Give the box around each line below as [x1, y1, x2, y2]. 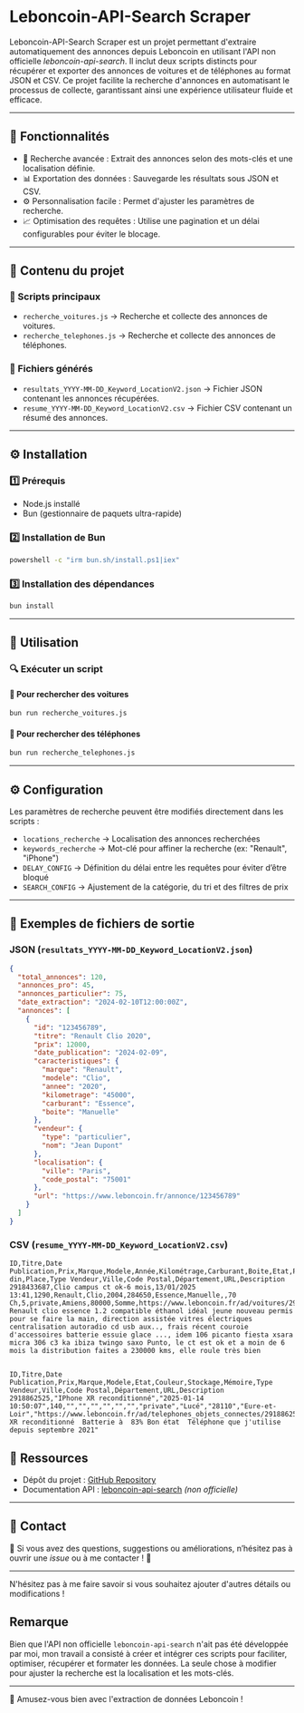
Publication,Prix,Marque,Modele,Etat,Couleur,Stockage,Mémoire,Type [9, 1378, 273, 1387]
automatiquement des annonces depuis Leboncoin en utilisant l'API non [9, 45, 276, 56]
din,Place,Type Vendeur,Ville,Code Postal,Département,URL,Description [9, 1275, 285, 1284]
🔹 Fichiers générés [9, 363, 93, 375]
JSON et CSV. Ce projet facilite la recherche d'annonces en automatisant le [9, 74, 290, 85]
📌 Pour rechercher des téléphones [9, 728, 141, 739]
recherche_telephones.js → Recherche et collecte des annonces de [22, 330, 276, 341]
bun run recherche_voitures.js [9, 709, 128, 718]
